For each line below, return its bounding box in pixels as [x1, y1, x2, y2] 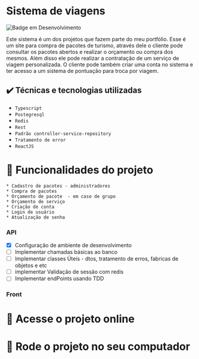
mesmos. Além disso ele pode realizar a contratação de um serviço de [6, 54, 179, 62]
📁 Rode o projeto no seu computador [6, 339, 191, 353]
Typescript [14, 105, 42, 111]
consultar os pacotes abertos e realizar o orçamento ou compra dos [6, 48, 173, 55]
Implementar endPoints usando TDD [14, 275, 104, 282]
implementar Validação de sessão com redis [14, 268, 124, 275]
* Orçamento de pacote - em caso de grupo [6, 193, 116, 200]
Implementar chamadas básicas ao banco [14, 248, 118, 256]
